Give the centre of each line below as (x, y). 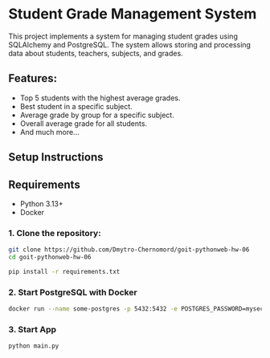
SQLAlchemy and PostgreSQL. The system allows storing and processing (130, 44)
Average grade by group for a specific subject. (97, 115)
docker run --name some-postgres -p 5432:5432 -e (93, 309)
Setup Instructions (56, 157)
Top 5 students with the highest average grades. (100, 98)
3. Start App (33, 329)
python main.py (34, 346)
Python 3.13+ (42, 203)
